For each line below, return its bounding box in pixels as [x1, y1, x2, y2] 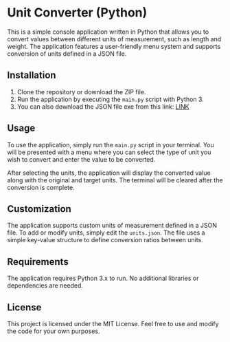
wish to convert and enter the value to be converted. [7, 155, 156, 163]
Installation [7, 70, 56, 81]
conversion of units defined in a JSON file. [7, 50, 127, 58]
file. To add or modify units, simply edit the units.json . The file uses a [7, 228, 205, 237]
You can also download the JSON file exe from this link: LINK [16, 102, 189, 111]
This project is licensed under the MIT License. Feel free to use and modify [7, 320, 219, 328]
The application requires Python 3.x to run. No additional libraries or [7, 274, 199, 283]
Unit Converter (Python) [7, 5, 148, 21]
